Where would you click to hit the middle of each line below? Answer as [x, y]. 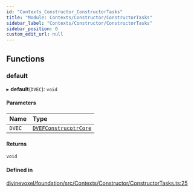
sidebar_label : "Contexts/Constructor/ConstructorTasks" [79, 23]
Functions [26, 59]
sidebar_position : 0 [32, 29]
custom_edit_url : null [35, 34]
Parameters [21, 103]
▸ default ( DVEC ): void [32, 89]
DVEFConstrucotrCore [62, 128]
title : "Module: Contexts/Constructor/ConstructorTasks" [79, 18]
